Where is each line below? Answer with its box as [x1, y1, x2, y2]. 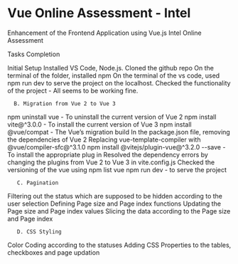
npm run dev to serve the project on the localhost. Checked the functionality [7, 78, 231, 87]
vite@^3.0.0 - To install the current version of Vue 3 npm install [7, 120, 192, 129]
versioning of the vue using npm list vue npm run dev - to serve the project [7, 165, 227, 174]
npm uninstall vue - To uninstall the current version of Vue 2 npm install [7, 112, 217, 121]
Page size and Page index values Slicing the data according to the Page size [7, 206, 231, 215]
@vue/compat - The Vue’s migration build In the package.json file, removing [7, 127, 231, 136]
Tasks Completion [7, 50, 60, 58]
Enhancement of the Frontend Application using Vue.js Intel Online [7, 28, 202, 37]
